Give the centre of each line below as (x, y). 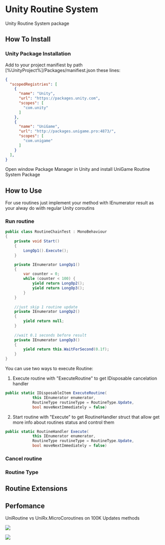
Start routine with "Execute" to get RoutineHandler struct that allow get (86, 417)
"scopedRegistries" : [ (34, 84)
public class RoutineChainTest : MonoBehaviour (56, 232)
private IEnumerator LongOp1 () (47, 265)
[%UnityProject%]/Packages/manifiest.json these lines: (63, 70)
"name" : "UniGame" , (39, 127)
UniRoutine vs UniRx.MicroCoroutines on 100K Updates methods (72, 518)
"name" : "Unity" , (37, 94)
